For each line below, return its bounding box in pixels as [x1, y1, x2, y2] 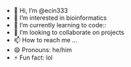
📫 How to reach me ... [13, 36, 78, 44]
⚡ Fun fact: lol [13, 53, 53, 62]
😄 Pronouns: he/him [13, 46, 72, 54]
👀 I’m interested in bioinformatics [13, 14, 107, 22]
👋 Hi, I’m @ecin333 [13, 7, 69, 14]
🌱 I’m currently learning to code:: [13, 21, 106, 29]
